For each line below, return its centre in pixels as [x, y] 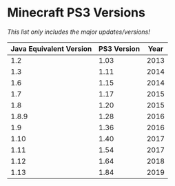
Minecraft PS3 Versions [76, 13]
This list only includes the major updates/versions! [79, 32]
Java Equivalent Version [51, 48]
